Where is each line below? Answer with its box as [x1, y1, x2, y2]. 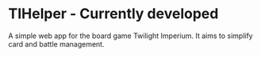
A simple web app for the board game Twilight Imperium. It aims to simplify [8, 31, 253, 40]
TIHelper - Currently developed [8, 5, 219, 23]
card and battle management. [8, 39, 105, 48]
